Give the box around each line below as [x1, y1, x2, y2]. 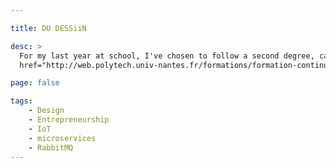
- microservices [28, 133, 97, 143]
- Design [28, 106, 65, 116]
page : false [10, 78, 60, 88]
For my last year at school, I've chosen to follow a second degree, [19, 51, 315, 61]
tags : [10, 96, 33, 106]
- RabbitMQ [28, 142, 74, 153]
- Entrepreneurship [28, 115, 110, 125]
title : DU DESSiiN [10, 23, 87, 33]
